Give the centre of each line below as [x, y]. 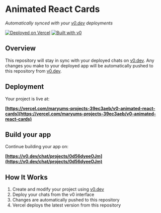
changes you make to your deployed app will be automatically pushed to [79, 65]
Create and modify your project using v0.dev [58, 189]
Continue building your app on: [37, 147]
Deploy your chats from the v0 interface [53, 195]
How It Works [27, 177]
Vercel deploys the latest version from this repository [67, 205]
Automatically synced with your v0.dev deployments [59, 23]
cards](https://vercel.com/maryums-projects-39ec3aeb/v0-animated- [81, 114]
